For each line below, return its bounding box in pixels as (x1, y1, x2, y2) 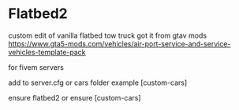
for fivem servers (8, 62, 65, 71)
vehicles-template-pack (8, 47, 86, 57)
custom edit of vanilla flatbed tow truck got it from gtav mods (8, 31, 207, 40)
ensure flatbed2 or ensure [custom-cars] (8, 93, 141, 102)
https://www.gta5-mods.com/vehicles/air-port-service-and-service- (8, 38, 231, 48)
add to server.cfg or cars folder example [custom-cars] (8, 78, 188, 87)
